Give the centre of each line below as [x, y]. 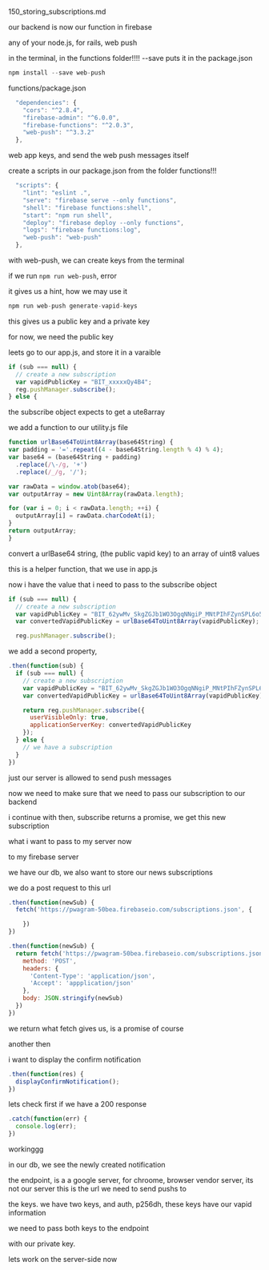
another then [30, 1043]
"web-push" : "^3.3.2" [58, 133]
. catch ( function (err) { [48, 1119]
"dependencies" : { [46, 102]
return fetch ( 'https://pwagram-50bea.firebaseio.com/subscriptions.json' [141, 953]
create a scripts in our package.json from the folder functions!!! [112, 171]
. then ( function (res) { [46, 1074]
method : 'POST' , [50, 961]
